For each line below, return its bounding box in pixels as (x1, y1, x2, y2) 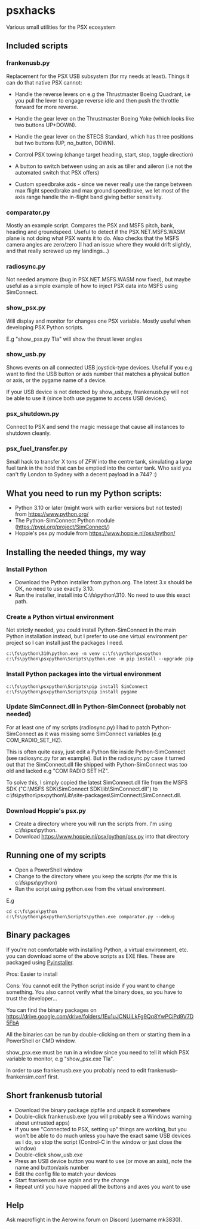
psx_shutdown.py (6, 409, 60, 417)
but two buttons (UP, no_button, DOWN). (14, 139, 115, 146)
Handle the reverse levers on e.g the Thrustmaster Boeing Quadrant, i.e (14, 91, 191, 98)
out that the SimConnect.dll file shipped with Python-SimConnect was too (6, 761, 188, 768)
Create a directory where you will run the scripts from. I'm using (14, 820, 172, 828)
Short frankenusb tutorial (6, 1090, 103, 1101)
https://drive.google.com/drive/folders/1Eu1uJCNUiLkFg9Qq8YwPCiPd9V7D (6, 1012, 194, 1020)
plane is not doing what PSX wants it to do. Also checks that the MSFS (6, 235, 179, 242)
